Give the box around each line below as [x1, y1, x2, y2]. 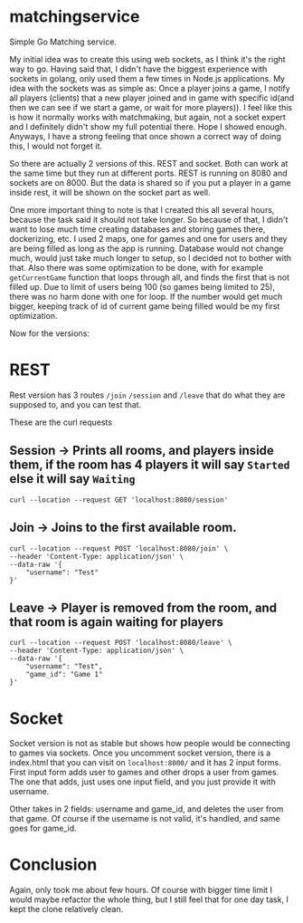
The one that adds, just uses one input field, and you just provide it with [9, 776, 276, 787]
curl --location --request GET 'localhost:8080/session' [9, 495, 229, 505]
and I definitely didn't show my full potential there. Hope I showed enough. [9, 120, 287, 132]
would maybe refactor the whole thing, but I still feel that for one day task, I [9, 894, 289, 905]
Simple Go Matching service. [9, 36, 118, 47]
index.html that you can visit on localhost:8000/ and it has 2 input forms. [9, 757, 282, 768]
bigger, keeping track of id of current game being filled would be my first [9, 301, 280, 312]
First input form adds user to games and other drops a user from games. [9, 767, 279, 778]
